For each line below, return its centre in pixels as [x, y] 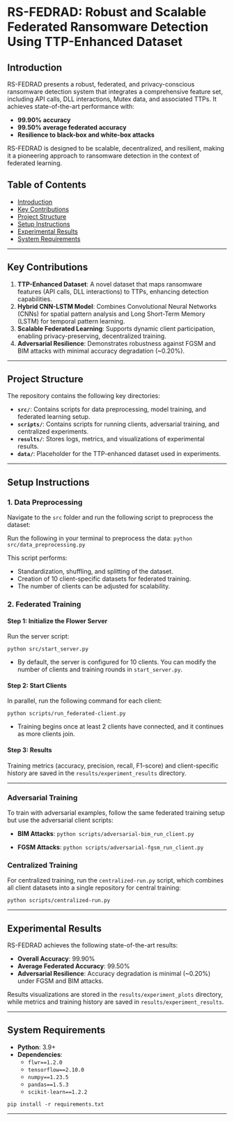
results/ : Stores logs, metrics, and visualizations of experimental [111, 439]
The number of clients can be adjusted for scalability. [94, 586]
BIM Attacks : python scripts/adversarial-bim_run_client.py [106, 833]
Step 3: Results [30, 750]
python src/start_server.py [48, 649]
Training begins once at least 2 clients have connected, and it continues [120, 726]
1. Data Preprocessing [45, 502]
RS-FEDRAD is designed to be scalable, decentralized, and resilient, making [116, 148]
